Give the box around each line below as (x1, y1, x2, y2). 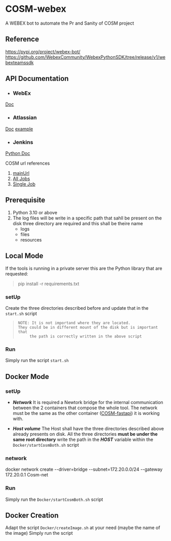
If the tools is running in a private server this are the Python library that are (5, 265, 162, 271)
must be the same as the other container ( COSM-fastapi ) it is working (12, 410, 160, 416)
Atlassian (12, 114, 37, 121)
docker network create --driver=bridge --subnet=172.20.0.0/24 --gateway (5, 466, 163, 472)
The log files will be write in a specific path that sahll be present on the (12, 215, 162, 221)
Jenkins (12, 138, 33, 146)
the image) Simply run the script (5, 530, 73, 536)
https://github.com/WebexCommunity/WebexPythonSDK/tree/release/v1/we (5, 54, 166, 60)
